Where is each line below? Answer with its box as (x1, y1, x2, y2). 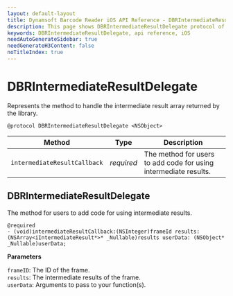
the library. (7, 109, 38, 117)
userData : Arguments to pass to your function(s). (7, 280, 146, 288)
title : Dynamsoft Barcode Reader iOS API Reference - (7, 17, 166, 24)
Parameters (7, 252, 42, 261)
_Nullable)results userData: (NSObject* (106, 234, 225, 241)
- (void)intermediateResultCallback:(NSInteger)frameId (7, 228, 172, 235)
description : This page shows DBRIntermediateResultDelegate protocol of (7, 23, 225, 30)
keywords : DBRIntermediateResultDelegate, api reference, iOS (7, 29, 191, 37)
